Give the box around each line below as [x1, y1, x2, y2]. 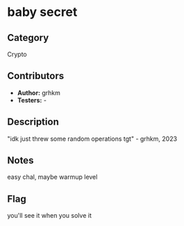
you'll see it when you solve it [7, 211, 92, 220]
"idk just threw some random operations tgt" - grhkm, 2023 [7, 134, 178, 143]
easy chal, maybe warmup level [7, 173, 98, 181]
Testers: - [17, 96, 47, 104]
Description [7, 116, 59, 128]
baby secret [7, 4, 78, 20]
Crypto [7, 50, 27, 58]
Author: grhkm [17, 88, 61, 97]
